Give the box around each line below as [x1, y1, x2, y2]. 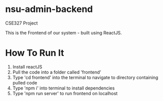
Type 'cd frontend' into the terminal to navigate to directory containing [12, 74, 158, 80]
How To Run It [5, 47, 64, 58]
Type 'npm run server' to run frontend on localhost [12, 90, 118, 96]
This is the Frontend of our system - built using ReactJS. [5, 29, 122, 35]
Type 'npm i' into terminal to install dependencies [12, 85, 115, 91]
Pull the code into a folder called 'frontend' [12, 69, 102, 75]
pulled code [12, 79, 38, 85]
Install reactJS [12, 63, 43, 69]
